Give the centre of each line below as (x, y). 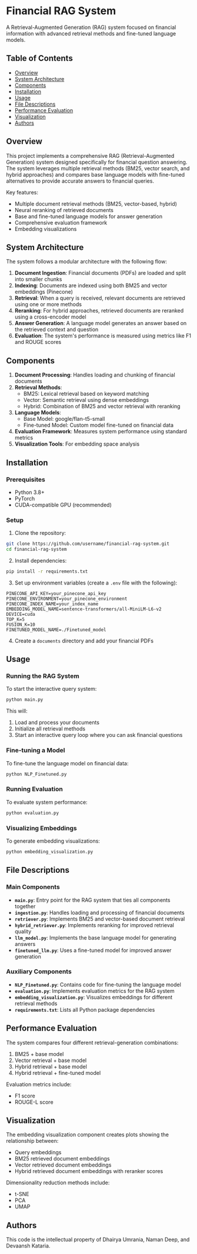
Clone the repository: (40, 533)
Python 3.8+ (30, 492)
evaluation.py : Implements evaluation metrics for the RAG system (94, 990)
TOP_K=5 (16, 619)
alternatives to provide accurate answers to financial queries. (80, 181)
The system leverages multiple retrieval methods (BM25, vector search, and (98, 168)
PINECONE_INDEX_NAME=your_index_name (52, 604)
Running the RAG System (43, 676)
